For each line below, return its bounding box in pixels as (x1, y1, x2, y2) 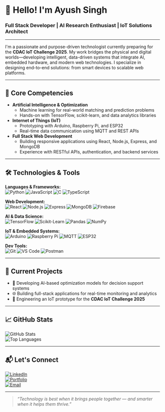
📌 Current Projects (5, 267, 63, 275)
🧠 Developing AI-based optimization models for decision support (12, 280, 143, 286)
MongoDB (19, 144, 40, 149)
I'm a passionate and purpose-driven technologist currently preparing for (5, 44, 153, 50)
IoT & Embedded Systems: (5, 228, 60, 234)
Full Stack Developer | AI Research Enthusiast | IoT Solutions (5, 22, 152, 29)
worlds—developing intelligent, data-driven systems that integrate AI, (5, 54, 145, 60)
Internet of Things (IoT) (12, 118, 61, 123)
